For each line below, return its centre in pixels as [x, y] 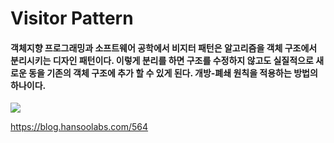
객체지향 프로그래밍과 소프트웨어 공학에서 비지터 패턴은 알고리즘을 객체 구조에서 [164, 48]
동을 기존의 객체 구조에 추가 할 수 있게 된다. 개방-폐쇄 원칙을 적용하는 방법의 [173, 73]
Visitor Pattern [72, 18]
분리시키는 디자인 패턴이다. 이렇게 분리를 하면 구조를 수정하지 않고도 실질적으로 [162, 60]
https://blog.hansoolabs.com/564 [79, 127]
